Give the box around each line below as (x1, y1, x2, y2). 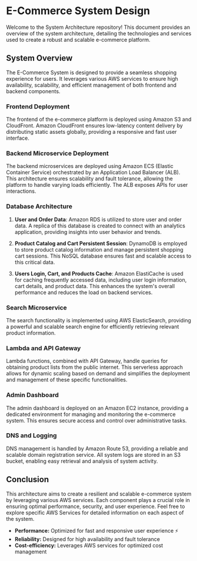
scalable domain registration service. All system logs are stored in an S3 (6, 451, 181, 458)
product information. (6, 329, 56, 336)
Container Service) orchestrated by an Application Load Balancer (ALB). (6, 169, 181, 176)
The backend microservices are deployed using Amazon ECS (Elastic (6, 163, 173, 170)
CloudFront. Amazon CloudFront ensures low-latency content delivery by (6, 122, 183, 129)
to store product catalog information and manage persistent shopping (14, 246, 183, 253)
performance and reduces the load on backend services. (14, 289, 153, 296)
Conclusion (6, 474, 49, 484)
